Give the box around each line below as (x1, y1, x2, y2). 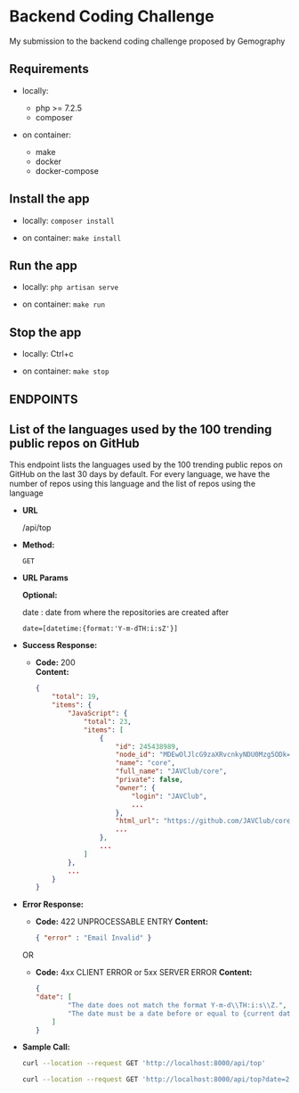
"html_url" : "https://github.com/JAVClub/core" (115, 817, 295, 826)
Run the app (9, 258, 77, 273)
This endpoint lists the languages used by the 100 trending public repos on (9, 459, 283, 470)
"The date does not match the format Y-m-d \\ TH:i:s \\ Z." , (67, 1000, 287, 1009)
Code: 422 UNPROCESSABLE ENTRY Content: (35, 916, 209, 927)
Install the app (9, 192, 91, 207)
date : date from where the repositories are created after (21, 607, 230, 618)
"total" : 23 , (83, 717, 132, 726)
